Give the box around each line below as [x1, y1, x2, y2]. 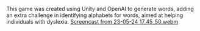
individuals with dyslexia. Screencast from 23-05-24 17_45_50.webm [6, 18, 179, 25]
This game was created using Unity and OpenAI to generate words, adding [6, 5, 194, 12]
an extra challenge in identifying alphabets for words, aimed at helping [6, 12, 184, 19]
